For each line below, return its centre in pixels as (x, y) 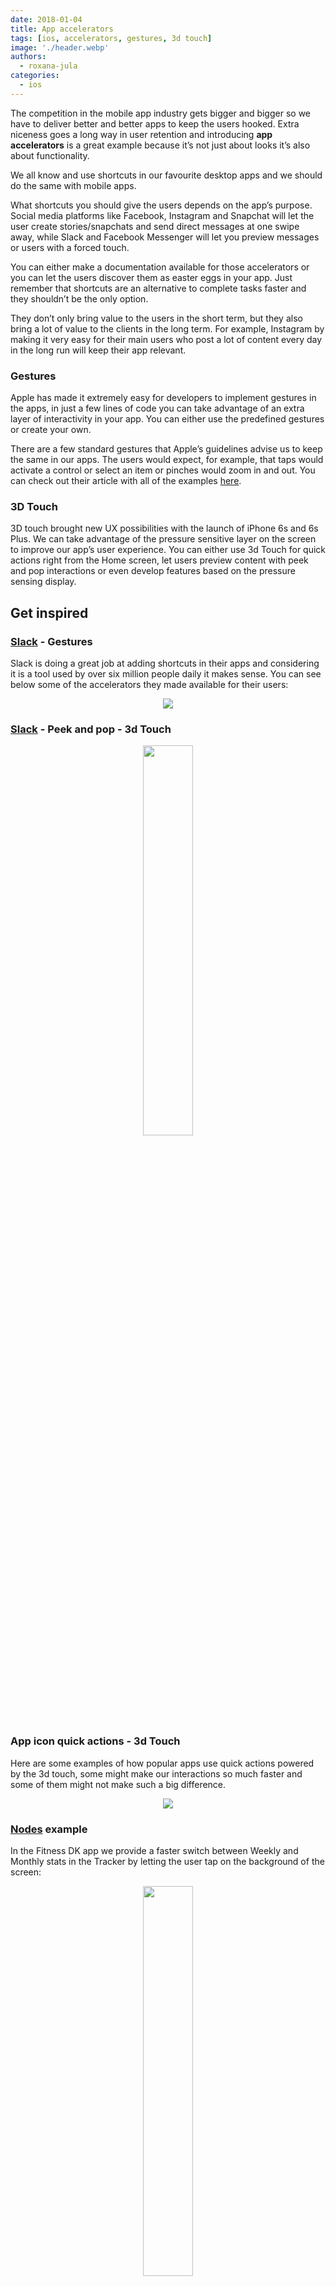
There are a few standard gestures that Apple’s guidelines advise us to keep (166, 449)
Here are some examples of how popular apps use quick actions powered (162, 1763)
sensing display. (43, 582)
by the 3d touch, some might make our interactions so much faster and (156, 1773)
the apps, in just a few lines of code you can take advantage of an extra (157, 408)
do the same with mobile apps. (73, 185)
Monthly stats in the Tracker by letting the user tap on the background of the (167, 1861)
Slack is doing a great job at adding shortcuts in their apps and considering (165, 663)
